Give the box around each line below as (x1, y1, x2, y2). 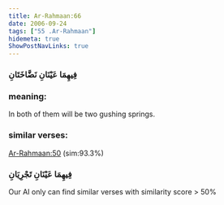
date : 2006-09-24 (8, 20, 67, 28)
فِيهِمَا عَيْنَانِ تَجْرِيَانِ (8, 168, 72, 180)
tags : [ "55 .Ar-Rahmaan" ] (8, 27, 96, 35)
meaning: (8, 90, 47, 102)
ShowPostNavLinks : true (8, 42, 89, 50)
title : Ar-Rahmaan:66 (8, 11, 82, 20)
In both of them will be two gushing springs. (8, 109, 156, 119)
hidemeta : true (8, 34, 60, 43)
